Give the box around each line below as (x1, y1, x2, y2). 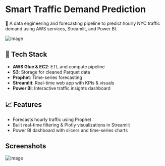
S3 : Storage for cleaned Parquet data (12, 69, 90, 75)
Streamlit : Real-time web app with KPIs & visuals (12, 79, 115, 86)
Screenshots (5, 142, 46, 150)
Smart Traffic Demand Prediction (5, 4, 146, 15)
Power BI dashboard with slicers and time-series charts (12, 127, 128, 133)
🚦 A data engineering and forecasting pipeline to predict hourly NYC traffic (5, 20, 160, 26)
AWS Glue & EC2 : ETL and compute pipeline (12, 63, 105, 69)
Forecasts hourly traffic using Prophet (12, 116, 92, 122)
